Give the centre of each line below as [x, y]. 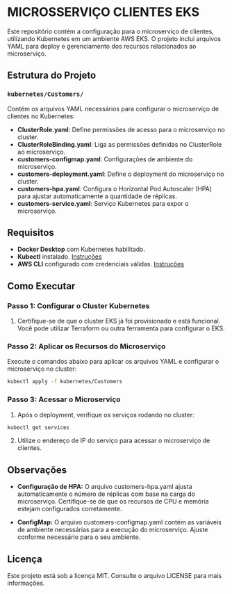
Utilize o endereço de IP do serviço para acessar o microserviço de [114, 441]
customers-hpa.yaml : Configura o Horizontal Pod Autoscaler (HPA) [115, 188]
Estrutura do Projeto [52, 75]
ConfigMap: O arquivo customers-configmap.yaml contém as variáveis [119, 522]
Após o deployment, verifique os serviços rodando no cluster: [106, 415]
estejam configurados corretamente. [69, 509]
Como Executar [41, 286]
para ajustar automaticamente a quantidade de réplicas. [97, 196]
